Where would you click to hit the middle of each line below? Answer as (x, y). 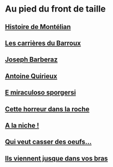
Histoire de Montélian (38, 27)
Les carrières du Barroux (43, 43)
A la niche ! (22, 125)
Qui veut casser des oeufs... (48, 142)
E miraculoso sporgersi (41, 93)
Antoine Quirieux (31, 76)
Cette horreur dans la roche (47, 109)
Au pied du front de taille (56, 9)
